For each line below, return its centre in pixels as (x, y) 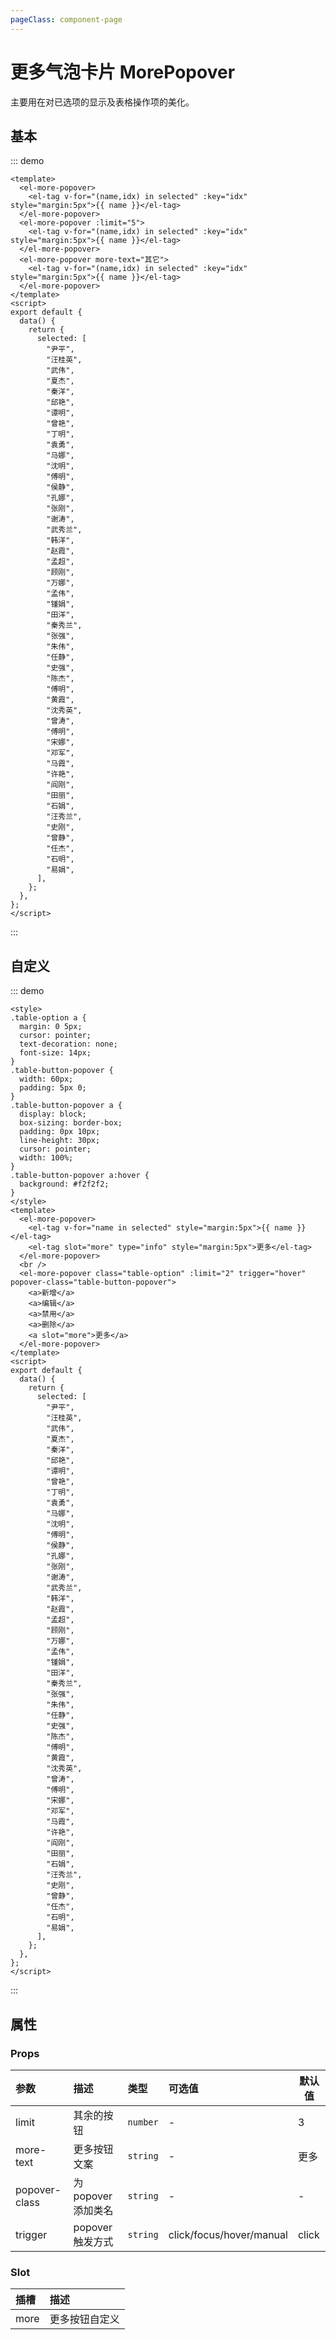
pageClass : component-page (66, 19)
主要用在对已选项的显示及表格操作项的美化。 (102, 102)
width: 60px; (46, 1079)
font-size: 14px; (55, 1053)
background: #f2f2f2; (64, 1184)
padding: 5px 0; (53, 1088)
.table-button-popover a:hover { (80, 1176)
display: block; (53, 1114)
